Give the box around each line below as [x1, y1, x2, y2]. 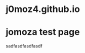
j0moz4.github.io [6, 3, 80, 15]
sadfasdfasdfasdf [6, 43, 42, 49]
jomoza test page [6, 26, 80, 38]
